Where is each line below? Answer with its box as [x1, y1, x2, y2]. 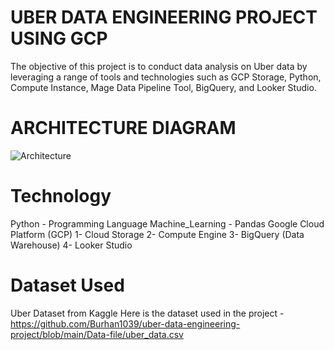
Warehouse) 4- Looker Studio [10, 239, 133, 251]
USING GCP [10, 27, 108, 50]
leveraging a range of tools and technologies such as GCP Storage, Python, [10, 71, 322, 83]
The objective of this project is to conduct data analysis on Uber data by [10, 60, 308, 72]
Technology [10, 185, 112, 208]
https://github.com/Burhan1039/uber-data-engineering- [10, 317, 241, 330]
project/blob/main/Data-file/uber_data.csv [10, 328, 184, 340]
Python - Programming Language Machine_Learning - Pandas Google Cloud [10, 217, 325, 230]
